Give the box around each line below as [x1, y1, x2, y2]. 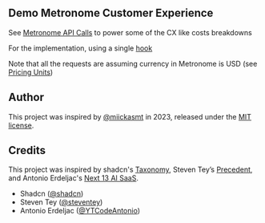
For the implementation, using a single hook [8, 43, 153, 53]
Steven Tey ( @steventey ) [19, 197, 103, 207]
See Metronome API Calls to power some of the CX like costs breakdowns [8, 27, 252, 37]
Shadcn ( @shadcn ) [19, 189, 84, 199]
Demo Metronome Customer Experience [8, 6, 214, 20]
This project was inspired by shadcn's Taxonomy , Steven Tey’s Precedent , [8, 164, 253, 175]
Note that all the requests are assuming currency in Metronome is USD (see [8, 59, 258, 68]
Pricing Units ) [8, 67, 54, 77]
